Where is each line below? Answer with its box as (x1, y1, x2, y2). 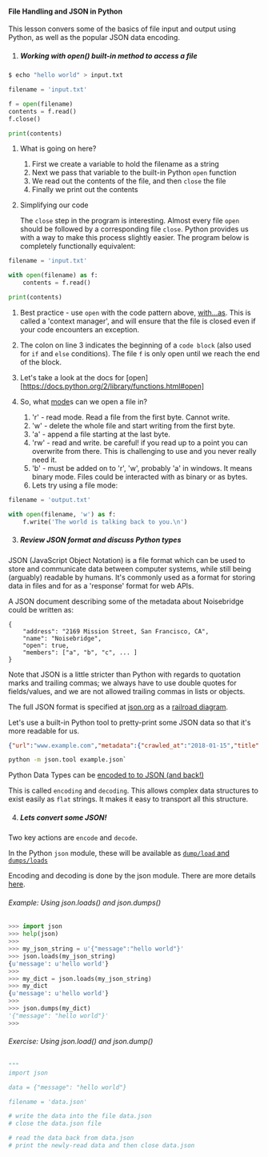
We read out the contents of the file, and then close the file (31, 176, 226, 186)
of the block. (19, 357, 62, 367)
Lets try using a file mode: (31, 480, 118, 490)
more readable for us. (8, 725, 80, 736)
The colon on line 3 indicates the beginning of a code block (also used (19, 340, 252, 350)
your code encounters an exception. (19, 324, 140, 334)
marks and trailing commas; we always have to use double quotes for (8, 677, 238, 688)
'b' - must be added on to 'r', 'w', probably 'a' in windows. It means (31, 463, 253, 472)
